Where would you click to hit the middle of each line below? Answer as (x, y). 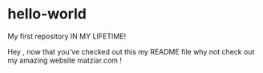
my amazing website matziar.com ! (65, 60)
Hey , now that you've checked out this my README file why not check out (131, 51)
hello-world (47, 14)
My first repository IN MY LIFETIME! (67, 36)
